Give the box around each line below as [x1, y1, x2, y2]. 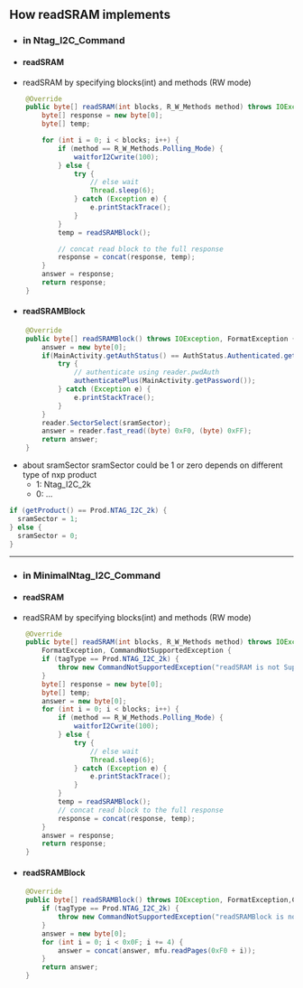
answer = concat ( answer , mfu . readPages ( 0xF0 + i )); [57, 946, 256, 955]
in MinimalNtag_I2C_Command [22, 569, 161, 582]
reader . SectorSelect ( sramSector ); [41, 418, 171, 427]
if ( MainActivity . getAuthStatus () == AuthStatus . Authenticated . [41, 351, 284, 360]
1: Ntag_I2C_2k [35, 479, 92, 490]
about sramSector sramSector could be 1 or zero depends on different [22, 460, 283, 471]
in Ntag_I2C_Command [22, 34, 125, 47]
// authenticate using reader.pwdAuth [73, 368, 220, 377]
